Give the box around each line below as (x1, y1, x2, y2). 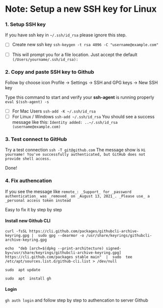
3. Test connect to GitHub (5, 136, 67, 142)
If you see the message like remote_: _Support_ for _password (5, 188, 132, 195)
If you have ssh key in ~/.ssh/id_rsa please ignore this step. (5, 32, 127, 38)
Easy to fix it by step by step (5, 206, 62, 212)
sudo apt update (5, 267, 41, 272)
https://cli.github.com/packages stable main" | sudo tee (5, 254, 133, 259)
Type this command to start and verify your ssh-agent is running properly (5, 94, 154, 100)
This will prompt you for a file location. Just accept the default (12, 52, 138, 57)
